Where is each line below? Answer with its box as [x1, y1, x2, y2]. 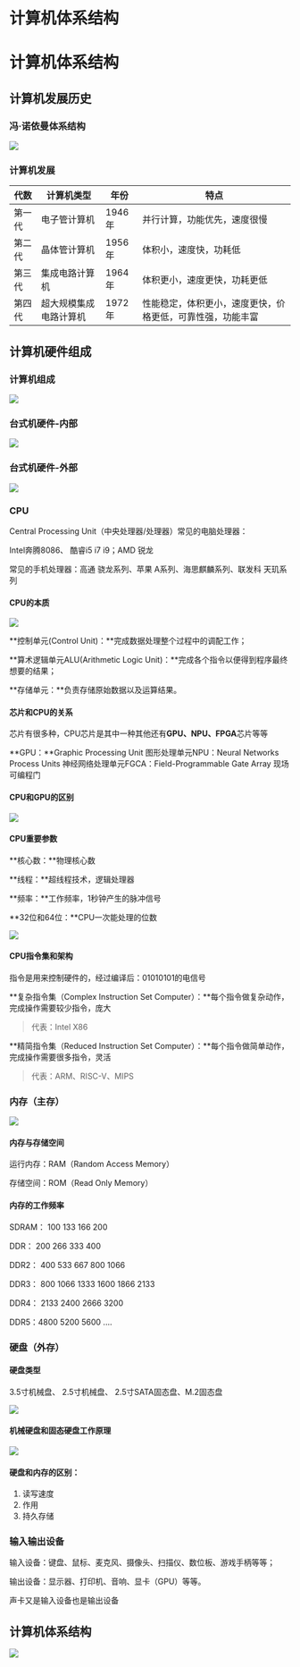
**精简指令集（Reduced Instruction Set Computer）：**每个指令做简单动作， [9, 1040, 289, 1051]
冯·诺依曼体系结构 [9, 120, 87, 132]
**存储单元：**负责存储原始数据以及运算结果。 [9, 685, 182, 696]
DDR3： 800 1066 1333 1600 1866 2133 [9, 1278, 155, 1289]
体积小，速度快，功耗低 [142, 243, 241, 256]
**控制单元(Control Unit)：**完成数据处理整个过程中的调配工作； [9, 636, 247, 647]
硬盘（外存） [9, 1341, 65, 1353]
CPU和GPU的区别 [9, 791, 74, 802]
